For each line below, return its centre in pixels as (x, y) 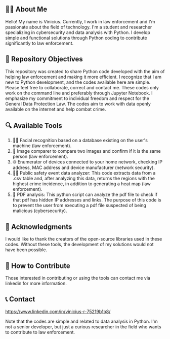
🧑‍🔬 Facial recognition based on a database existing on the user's (80, 141)
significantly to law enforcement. (39, 43)
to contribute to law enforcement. (40, 332)
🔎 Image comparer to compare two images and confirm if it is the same (87, 151)
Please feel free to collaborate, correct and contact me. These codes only (82, 87)
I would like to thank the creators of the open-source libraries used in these (84, 239)
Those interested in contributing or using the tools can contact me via (78, 278)
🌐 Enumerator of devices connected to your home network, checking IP (88, 162)
